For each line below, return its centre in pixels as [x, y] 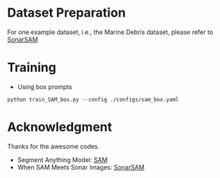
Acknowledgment [60, 127]
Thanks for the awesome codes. [53, 146]
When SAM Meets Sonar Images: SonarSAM [81, 167]
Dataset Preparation [66, 13]
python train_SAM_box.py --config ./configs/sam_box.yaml [93, 99]
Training [32, 68]
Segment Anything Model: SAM [62, 160]
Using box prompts [45, 87]
